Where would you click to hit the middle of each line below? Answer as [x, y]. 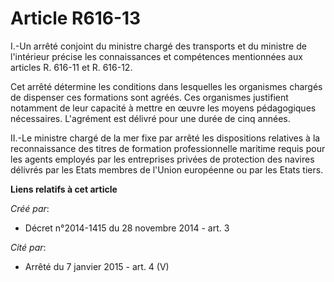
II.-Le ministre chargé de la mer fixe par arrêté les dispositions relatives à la [165, 138]
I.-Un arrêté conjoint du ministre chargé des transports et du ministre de [158, 46]
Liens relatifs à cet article [64, 189]
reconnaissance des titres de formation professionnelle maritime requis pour [168, 148]
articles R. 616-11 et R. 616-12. [71, 67]
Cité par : [28, 247]
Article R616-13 [76, 18]
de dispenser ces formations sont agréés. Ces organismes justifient [149, 97]
